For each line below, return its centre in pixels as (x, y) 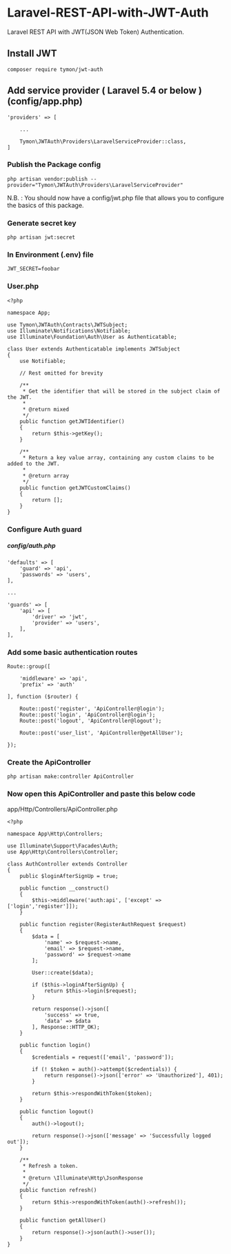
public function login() (55, 1045)
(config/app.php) (45, 101)
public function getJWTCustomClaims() (75, 488)
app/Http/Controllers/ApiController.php (62, 809)
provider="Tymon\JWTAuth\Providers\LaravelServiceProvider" (96, 185)
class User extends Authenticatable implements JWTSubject (94, 349)
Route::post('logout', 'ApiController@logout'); (91, 721)
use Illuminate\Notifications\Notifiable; (69, 331)
